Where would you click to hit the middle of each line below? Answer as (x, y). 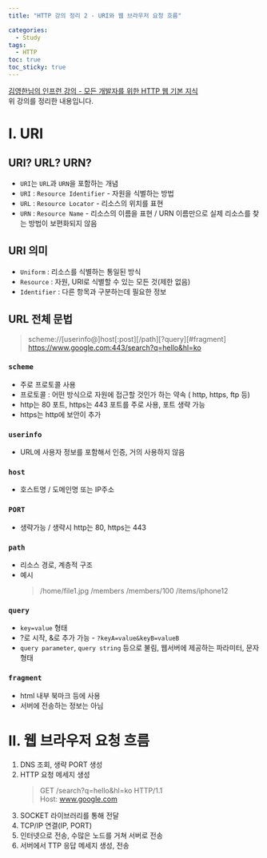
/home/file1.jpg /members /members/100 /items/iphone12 (134, 590)
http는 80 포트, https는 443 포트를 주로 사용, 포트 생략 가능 (112, 404)
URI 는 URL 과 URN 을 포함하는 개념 (69, 183)
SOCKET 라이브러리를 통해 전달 (70, 815)
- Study (28, 38)
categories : (28, 30)
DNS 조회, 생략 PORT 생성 (61, 765)
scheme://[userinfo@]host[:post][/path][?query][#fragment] (127, 339)
